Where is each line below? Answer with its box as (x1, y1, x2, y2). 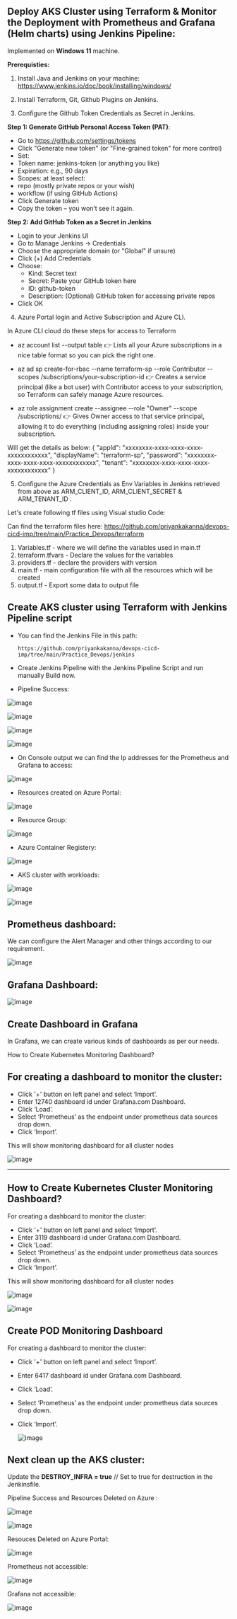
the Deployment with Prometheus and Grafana (7, 17, 216, 29)
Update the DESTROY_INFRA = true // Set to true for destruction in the (7, 1473, 213, 1481)
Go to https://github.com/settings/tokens (17, 136, 136, 144)
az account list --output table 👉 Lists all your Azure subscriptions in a (17, 340, 222, 349)
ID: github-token (28, 284, 76, 292)
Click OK (17, 299, 44, 307)
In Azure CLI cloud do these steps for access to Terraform (7, 326, 176, 335)
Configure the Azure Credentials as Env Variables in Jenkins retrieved (17, 479, 220, 488)
